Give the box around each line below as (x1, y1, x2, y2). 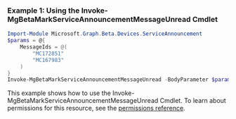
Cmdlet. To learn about (159, 96, 226, 105)
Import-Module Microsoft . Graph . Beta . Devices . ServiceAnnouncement (7, 30, 202, 37)
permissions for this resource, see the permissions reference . (7, 104, 185, 113)
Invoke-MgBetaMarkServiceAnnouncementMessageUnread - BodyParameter (7, 76, 209, 83)
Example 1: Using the (7, 6, 80, 15)
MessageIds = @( (20, 44, 68, 51)
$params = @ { (7, 37, 46, 44)
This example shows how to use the (7, 89, 111, 97)
